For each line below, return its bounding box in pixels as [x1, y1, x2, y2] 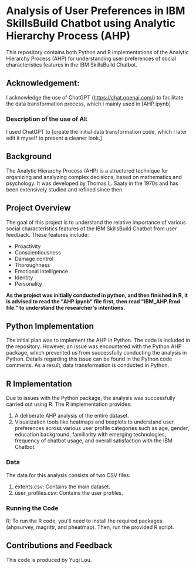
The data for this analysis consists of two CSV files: [6, 471, 131, 478]
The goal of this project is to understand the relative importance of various [6, 219, 186, 226]
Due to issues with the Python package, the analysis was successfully [6, 395, 175, 402]
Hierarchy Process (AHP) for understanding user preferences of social [6, 55, 176, 62]
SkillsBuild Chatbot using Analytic [6, 16, 176, 30]
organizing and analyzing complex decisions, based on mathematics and [6, 173, 182, 180]
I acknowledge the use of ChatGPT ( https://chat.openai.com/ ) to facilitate [6, 94, 184, 101]
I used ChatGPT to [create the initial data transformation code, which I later [6, 128, 187, 135]
